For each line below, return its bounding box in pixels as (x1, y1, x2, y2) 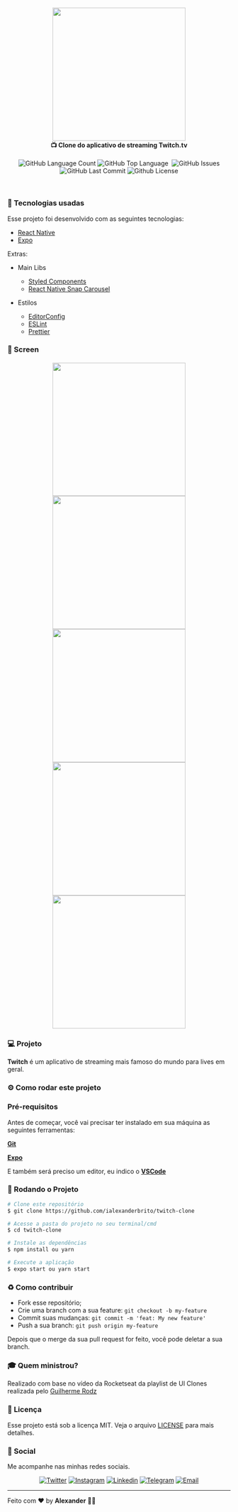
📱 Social (7, 1446, 36, 1456)
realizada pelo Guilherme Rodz (7, 1387, 97, 1396)
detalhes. (7, 1428, 35, 1437)
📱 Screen (7, 344, 39, 354)
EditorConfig (28, 312, 66, 320)
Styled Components (28, 277, 86, 285)
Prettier (28, 327, 50, 335)
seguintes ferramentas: (7, 1126, 76, 1134)
